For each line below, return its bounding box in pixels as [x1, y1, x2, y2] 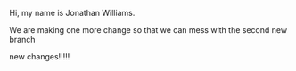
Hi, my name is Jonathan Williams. [9, 8, 136, 18]
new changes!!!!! [9, 51, 70, 61]
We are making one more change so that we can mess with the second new [9, 25, 288, 35]
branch [9, 35, 36, 44]
